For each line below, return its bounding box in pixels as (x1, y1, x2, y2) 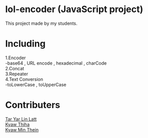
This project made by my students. (5, 20, 77, 26)
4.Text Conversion (5, 76, 43, 82)
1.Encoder (5, 55, 26, 61)
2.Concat (5, 65, 24, 71)
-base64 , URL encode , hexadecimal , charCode (5, 60, 107, 66)
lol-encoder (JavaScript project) (5, 4, 143, 15)
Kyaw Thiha (5, 121, 30, 127)
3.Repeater (5, 71, 28, 77)
